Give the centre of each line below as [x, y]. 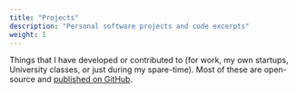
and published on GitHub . [85, 79]
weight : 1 [28, 34]
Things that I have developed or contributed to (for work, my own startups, [149, 60]
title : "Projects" [44, 18]
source [23, 79]
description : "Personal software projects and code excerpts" [129, 26]
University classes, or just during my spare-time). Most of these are [136, 70]
